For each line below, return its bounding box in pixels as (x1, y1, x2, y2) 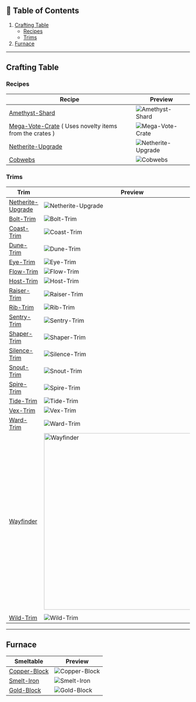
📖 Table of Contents (6, 6, 79, 16)
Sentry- (9, 312, 31, 321)
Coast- (9, 224, 29, 232)
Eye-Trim (9, 258, 36, 266)
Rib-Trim (9, 303, 34, 311)
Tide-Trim (9, 397, 38, 405)
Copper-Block (9, 667, 49, 675)
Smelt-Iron (9, 676, 40, 684)
